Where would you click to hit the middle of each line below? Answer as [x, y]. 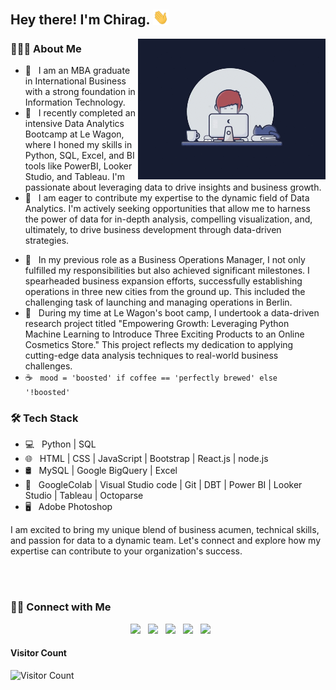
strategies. [47, 240]
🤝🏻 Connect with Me [61, 607]
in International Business [75, 81]
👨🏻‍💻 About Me [46, 48]
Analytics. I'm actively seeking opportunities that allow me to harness [167, 208]
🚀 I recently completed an [80, 112]
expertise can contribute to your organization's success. [126, 551]
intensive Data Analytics [74, 123]
